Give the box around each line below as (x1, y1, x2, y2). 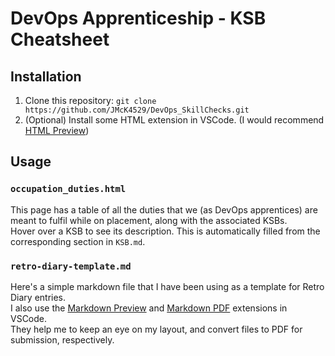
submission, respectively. (10, 333, 115, 346)
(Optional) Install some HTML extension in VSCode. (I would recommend (24, 114, 325, 126)
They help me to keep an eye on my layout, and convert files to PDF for (10, 323, 303, 335)
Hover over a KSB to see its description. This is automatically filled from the (10, 225, 321, 237)
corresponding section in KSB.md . (10, 235, 146, 247)
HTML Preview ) (24, 125, 90, 136)
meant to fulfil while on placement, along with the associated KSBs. (10, 214, 288, 226)
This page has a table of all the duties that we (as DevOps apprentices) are (10, 203, 318, 216)
